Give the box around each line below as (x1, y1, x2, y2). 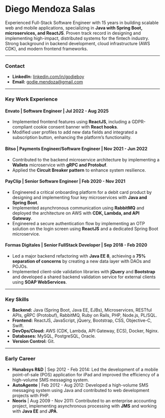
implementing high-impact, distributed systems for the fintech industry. (5, 35, 149, 41)
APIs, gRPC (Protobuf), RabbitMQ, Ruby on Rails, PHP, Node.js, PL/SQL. (12, 313, 157, 318)
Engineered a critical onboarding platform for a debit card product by (12, 189, 152, 195)
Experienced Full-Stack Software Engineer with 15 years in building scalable (5, 20, 159, 26)
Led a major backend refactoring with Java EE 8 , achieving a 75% (12, 253, 146, 259)
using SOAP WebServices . (12, 279, 67, 285)
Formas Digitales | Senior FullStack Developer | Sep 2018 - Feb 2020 (5, 242, 147, 248)
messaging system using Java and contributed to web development (12, 387, 150, 393)
